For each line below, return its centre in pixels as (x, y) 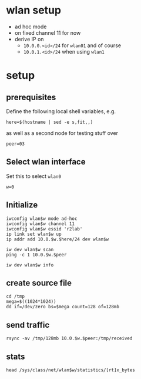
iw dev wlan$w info (30, 265)
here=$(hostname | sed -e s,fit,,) (50, 122)
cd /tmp (16, 296)
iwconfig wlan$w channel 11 (41, 224)
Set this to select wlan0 (34, 176)
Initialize (22, 205)
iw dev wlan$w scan (30, 249)
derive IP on (29, 39)
